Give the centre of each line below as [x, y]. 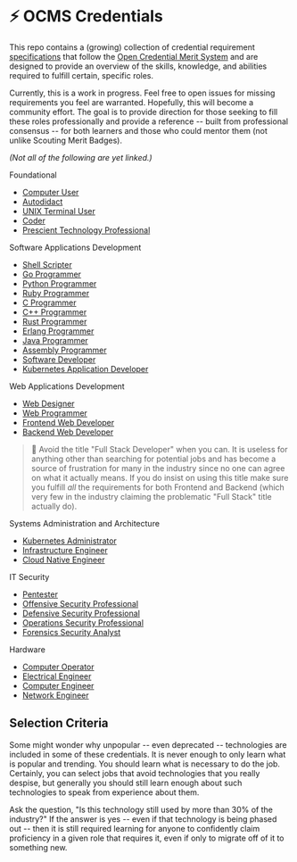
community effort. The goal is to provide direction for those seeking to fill [144, 112]
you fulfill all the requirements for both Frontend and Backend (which [158, 487]
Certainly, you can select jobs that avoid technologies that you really [135, 773]
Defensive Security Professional [81, 613]
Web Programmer [54, 413]
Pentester [40, 594]
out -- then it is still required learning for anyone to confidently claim [135, 828]
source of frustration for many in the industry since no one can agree [158, 468]
